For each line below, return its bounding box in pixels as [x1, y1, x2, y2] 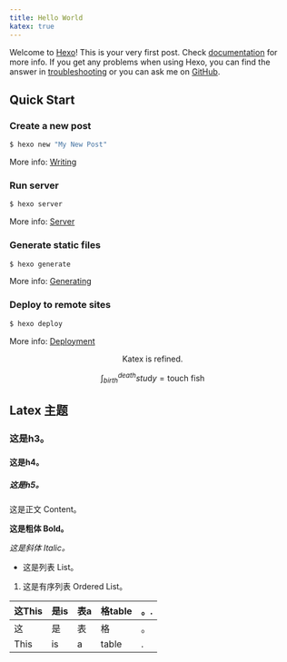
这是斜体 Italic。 [9, 542, 70, 553]
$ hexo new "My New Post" [9, 140, 107, 150]
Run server [9, 179, 59, 192]
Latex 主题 [9, 403, 68, 419]
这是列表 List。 [22, 561, 79, 572]
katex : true [9, 22, 54, 31]
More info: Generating [9, 276, 92, 287]
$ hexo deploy [9, 319, 64, 328]
